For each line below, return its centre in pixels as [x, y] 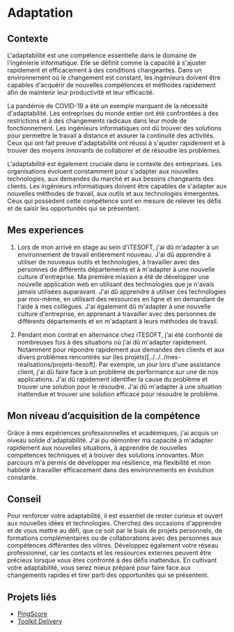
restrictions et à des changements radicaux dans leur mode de [97, 121]
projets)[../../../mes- [153, 356]
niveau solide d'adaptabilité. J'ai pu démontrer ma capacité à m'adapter [110, 440]
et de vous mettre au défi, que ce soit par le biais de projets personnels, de [115, 531]
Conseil [24, 499]
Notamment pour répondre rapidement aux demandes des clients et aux [121, 349]
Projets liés [32, 597]
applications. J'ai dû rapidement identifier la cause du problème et [112, 379]
